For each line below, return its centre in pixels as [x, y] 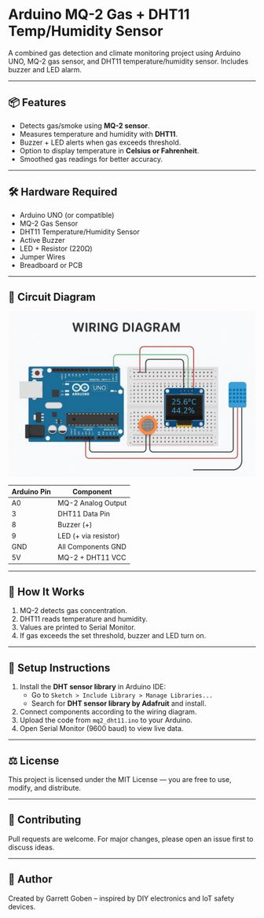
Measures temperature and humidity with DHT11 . [99, 134]
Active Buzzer [42, 240]
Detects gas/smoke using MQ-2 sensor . [85, 125]
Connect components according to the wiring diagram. [108, 712]
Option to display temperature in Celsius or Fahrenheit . [109, 150]
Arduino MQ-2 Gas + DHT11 [99, 15]
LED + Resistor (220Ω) [56, 248]
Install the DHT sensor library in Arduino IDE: [93, 687]
